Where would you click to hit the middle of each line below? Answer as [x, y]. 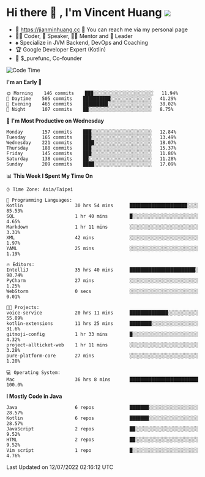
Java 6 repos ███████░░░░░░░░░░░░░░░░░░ [102, 407]
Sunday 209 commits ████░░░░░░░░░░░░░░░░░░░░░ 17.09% [91, 164]
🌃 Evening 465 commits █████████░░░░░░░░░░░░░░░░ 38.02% [91, 104]
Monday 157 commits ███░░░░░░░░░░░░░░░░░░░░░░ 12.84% [91, 132]
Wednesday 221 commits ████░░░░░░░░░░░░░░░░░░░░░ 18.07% [91, 143]
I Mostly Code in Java [34, 396]
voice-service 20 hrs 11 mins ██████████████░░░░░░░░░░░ [102, 313]
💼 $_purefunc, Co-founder [49, 58]
